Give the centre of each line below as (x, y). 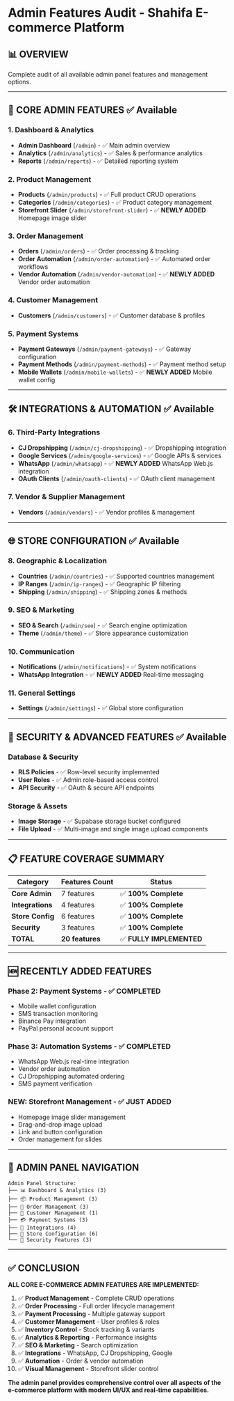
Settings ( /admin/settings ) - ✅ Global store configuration (100, 708)
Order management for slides (60, 1139)
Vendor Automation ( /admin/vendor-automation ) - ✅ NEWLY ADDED (116, 274)
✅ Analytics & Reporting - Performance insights (87, 1338)
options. (20, 82)
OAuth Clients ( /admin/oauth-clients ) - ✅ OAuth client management (116, 478)
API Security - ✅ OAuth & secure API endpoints (86, 788)
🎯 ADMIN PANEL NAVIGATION (74, 1167)
